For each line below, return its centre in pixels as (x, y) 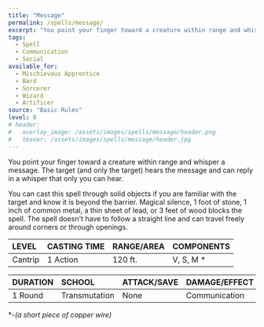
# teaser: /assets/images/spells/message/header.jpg (100, 139)
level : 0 (22, 118)
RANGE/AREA (139, 246)
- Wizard (29, 96)
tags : (17, 37)
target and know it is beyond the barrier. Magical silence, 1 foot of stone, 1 (128, 202)
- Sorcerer (33, 88)
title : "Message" (37, 15)
